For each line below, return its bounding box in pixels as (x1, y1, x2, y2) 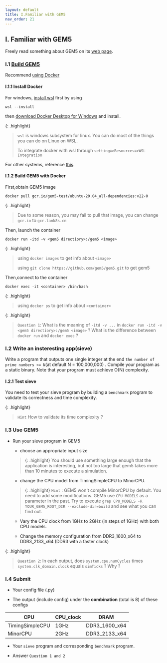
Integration (17, 153, 42, 158)
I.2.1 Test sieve (5, 378, 36, 384)
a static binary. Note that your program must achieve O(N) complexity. (5, 367, 150, 373)
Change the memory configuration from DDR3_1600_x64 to (19, 533, 141, 539)
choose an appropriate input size (19, 447, 88, 453)
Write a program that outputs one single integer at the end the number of (5, 356, 155, 362)
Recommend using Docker (5, 72, 60, 78)
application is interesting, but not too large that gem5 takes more (24, 462, 158, 468)
